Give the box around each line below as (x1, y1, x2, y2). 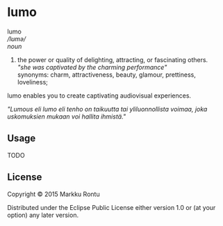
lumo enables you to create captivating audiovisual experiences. (7, 91, 192, 100)
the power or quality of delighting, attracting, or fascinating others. (17, 55, 208, 63)
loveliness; (17, 77, 49, 86)
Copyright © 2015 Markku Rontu (7, 190, 100, 198)
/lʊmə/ (7, 34, 26, 43)
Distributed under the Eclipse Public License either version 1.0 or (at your (7, 203, 216, 211)
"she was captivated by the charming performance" (17, 63, 167, 71)
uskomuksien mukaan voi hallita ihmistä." (7, 112, 126, 121)
